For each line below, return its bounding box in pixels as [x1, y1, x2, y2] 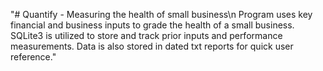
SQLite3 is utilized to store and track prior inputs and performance [10, 30, 283, 41]
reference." [10, 51, 57, 63]
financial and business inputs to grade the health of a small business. [10, 19, 295, 31]
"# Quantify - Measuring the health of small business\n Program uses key [10, 9, 313, 20]
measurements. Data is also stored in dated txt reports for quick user [10, 40, 294, 52]
